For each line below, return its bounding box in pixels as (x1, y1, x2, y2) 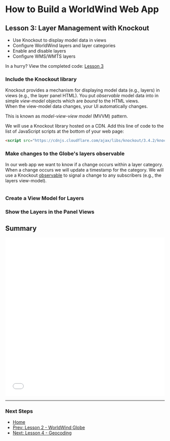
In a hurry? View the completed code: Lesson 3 (5, 63, 104, 69)
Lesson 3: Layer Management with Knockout (5, 24, 149, 32)
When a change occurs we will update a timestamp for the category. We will (5, 167, 164, 173)
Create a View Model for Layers (5, 195, 84, 202)
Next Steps (5, 408, 33, 415)
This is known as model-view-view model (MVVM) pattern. (5, 113, 128, 119)
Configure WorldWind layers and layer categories (12, 43, 116, 49)
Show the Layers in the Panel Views (5, 209, 95, 216)
